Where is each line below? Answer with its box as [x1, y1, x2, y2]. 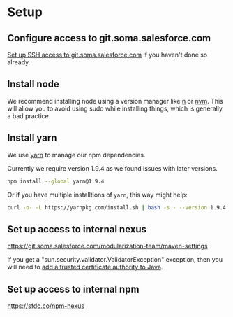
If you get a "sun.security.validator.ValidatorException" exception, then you [7, 255, 223, 264]
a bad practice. [7, 111, 51, 120]
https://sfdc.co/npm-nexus [7, 302, 85, 310]
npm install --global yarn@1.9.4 [7, 178, 105, 185]
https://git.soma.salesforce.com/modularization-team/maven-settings [7, 242, 208, 251]
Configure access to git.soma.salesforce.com [7, 32, 211, 44]
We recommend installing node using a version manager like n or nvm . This [7, 97, 223, 105]
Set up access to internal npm [7, 283, 140, 295]
